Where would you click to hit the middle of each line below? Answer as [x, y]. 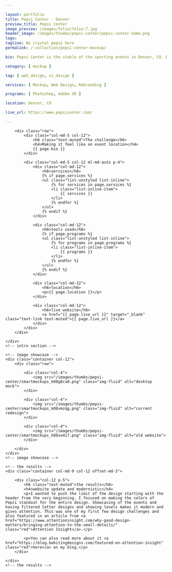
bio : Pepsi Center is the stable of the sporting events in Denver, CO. [84, 57]
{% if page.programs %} [67, 234]
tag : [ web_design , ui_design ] [40, 75]
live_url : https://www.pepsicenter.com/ [49, 113]
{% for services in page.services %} [91, 185]
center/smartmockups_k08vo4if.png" [43, 435]
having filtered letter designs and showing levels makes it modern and [84, 507]
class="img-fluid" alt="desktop [118, 382]
